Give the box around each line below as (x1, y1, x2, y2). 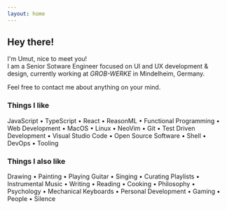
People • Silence (7, 195, 56, 203)
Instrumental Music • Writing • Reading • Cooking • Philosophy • (7, 180, 195, 188)
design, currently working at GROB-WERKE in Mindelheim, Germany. (7, 69, 205, 78)
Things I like (7, 101, 50, 111)
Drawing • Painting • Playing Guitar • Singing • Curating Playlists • (7, 172, 200, 181)
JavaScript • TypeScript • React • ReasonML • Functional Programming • (7, 116, 220, 125)
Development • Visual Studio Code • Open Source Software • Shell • (7, 131, 207, 140)
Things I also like (7, 156, 66, 166)
